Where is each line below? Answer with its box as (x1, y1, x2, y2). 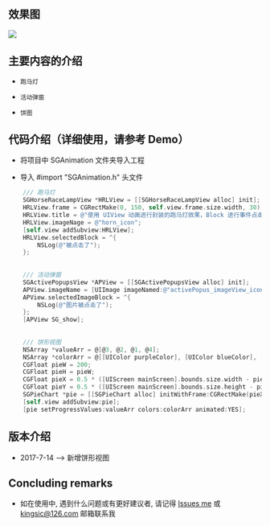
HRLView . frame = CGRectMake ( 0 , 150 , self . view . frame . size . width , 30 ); (22, 203, 264, 212)
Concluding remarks (8, 476, 113, 490)
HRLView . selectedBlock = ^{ (22, 233, 117, 241)
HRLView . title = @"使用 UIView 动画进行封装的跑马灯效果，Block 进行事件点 (22, 212, 258, 220)
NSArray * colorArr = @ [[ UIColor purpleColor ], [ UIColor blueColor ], (22, 353, 257, 361)
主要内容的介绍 (8, 55, 83, 68)
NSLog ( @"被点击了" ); (37, 240, 101, 249)
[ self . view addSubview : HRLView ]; (22, 226, 135, 234)
